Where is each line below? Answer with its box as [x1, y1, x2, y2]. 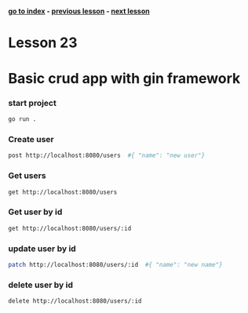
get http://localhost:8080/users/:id [8, 224, 132, 232]
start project [8, 97, 57, 108]
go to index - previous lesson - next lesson [8, 6, 151, 16]
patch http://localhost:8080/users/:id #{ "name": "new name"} [8, 260, 223, 268]
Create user [8, 134, 54, 145]
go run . [8, 115, 37, 123]
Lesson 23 [8, 34, 78, 51]
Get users [8, 170, 46, 181]
